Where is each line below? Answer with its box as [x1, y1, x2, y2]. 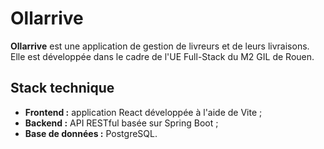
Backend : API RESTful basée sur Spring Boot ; [24, 117, 219, 129]
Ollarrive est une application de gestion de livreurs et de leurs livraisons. [10, 40, 310, 52]
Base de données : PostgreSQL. [24, 127, 158, 139]
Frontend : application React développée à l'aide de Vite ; [24, 106, 263, 118]
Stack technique [10, 80, 115, 97]
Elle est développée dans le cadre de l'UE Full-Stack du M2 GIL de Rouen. [10, 50, 315, 62]
